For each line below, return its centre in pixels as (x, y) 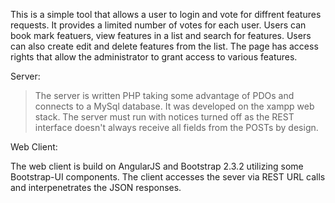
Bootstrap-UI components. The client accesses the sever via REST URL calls (168, 177)
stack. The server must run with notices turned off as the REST (164, 117)
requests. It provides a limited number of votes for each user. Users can (158, 25)
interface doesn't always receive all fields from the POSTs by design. (176, 127)
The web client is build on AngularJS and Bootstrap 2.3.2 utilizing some (157, 166)
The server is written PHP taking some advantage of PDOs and (164, 95)
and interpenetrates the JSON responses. (96, 187)
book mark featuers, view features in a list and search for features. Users (161, 35)
